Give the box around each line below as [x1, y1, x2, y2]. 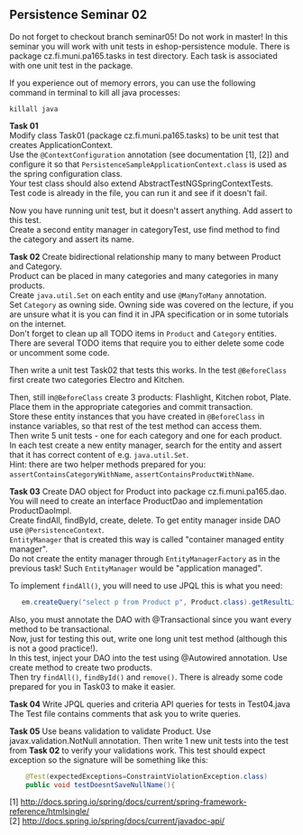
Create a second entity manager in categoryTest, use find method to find [9, 224, 280, 235]
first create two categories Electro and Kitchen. [9, 374, 185, 385]
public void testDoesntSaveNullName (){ [25, 780, 176, 789]
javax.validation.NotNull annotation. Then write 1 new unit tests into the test [9, 735, 289, 746]
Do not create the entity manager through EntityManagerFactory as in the [9, 552, 280, 563]
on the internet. [9, 318, 67, 329]
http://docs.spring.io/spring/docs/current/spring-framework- [20, 796, 247, 807]
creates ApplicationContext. [9, 139, 114, 150]
